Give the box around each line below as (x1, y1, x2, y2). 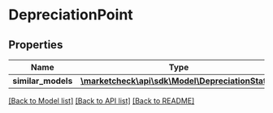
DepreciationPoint (8, 6, 134, 24)
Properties (8, 38, 63, 52)
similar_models (12, 75, 73, 86)
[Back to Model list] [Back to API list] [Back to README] (8, 96, 195, 106)
